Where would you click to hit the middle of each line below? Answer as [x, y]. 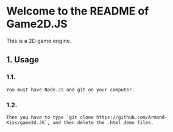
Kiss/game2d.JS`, [28, 122]
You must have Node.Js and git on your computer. [71, 90]
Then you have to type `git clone [50, 117]
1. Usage [23, 60]
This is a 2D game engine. [39, 41]
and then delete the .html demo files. [103, 122]
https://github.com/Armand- [132, 117]
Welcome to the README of [78, 11]
